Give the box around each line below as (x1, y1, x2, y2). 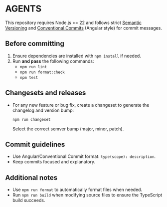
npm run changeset (12, 117, 51, 122)
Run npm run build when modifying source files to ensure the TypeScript (12, 192, 163, 198)
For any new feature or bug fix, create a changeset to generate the (12, 102, 150, 108)
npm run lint (19, 64, 47, 69)
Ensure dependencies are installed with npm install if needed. (12, 53, 141, 59)
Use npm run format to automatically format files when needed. (12, 186, 143, 193)
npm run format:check (19, 70, 65, 75)
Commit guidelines (5, 140, 65, 148)
